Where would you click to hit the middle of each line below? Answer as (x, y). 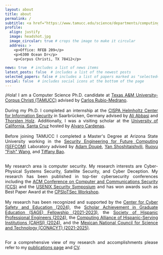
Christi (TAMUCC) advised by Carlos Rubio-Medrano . (74, 100)
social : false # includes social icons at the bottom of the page (75, 81)
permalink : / (18, 18)
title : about (18, 14)
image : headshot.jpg (30, 37)
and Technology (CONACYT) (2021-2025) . (48, 227)
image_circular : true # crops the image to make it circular (73, 41)
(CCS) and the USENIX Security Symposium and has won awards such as (81, 186)
